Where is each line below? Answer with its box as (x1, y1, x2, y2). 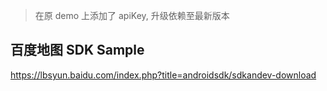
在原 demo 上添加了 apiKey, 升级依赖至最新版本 (34, 10, 230, 21)
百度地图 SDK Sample (10, 42, 145, 59)
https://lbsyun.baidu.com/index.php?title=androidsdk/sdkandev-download (10, 69, 317, 81)
